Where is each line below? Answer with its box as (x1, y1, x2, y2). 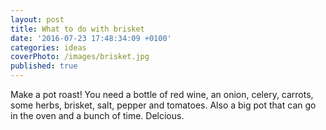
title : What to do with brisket (10, 24, 145, 34)
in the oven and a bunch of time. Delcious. (10, 110, 185, 121)
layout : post (10, 14, 65, 25)
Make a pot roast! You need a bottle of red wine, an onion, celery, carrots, (10, 89, 314, 100)
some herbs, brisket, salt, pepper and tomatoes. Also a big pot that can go (10, 99, 317, 111)
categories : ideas (10, 42, 87, 53)
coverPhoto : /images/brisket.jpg (10, 52, 150, 62)
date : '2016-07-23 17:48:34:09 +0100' (10, 33, 172, 43)
